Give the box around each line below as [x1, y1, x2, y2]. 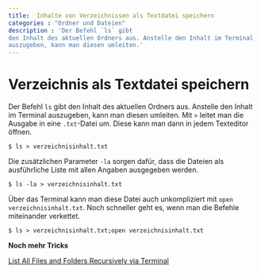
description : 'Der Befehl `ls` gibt [8, 26, 133, 34]
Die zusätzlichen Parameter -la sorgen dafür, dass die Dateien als [8, 157, 225, 166]
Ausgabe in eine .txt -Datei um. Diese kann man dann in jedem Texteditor [8, 119, 249, 128]
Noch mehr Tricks [8, 240, 69, 251]
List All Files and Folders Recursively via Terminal [8, 256, 169, 266]
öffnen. [8, 127, 32, 137]
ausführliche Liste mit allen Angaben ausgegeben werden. [8, 165, 199, 175]
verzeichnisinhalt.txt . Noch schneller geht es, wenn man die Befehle [8, 203, 240, 213]
